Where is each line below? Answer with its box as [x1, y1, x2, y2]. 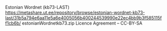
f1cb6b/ [5, 20, 21, 26]
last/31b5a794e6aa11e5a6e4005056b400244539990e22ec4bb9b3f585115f [5, 15, 162, 20]
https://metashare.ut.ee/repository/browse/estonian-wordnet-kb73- [5, 9, 145, 15]
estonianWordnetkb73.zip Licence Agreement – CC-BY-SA [21, 20, 142, 26]
